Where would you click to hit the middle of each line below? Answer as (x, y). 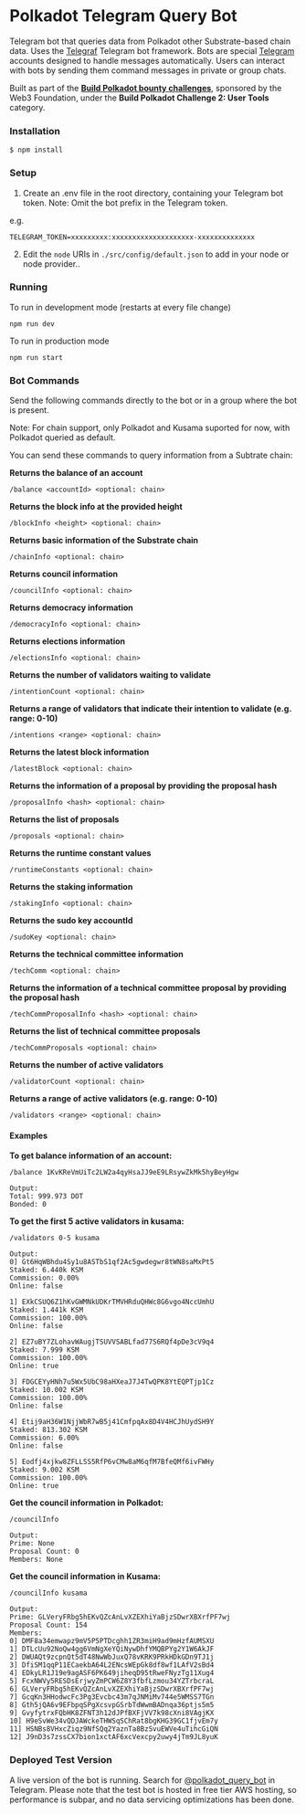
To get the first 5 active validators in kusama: (97, 1221)
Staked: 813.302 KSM (49, 1430)
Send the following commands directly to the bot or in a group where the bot (153, 401)
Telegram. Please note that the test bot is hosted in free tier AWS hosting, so (153, 1789)
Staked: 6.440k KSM (47, 1271)
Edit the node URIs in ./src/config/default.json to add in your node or (156, 254)
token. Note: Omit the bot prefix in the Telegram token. (125, 203)
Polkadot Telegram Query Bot (123, 16)
